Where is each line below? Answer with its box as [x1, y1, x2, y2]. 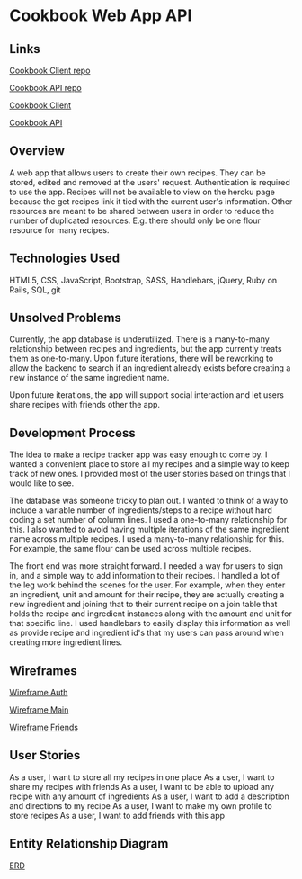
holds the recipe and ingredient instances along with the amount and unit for [9, 608, 292, 619]
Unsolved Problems [9, 310, 121, 326]
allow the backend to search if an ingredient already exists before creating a [9, 363, 291, 373]
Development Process [9, 425, 137, 441]
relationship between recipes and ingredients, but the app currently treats [9, 344, 282, 354]
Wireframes [9, 663, 78, 678]
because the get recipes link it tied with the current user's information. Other [9, 195, 293, 207]
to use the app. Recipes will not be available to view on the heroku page [9, 186, 276, 197]
